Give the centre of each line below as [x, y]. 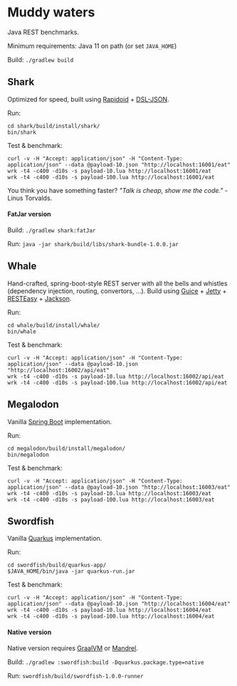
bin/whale [22, 332]
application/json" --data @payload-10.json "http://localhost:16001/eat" [119, 164]
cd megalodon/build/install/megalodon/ [67, 448]
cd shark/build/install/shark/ [54, 126]
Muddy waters [51, 12]
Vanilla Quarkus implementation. [55, 539]
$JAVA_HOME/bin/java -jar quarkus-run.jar [71, 571]
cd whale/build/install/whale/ [54, 325]
